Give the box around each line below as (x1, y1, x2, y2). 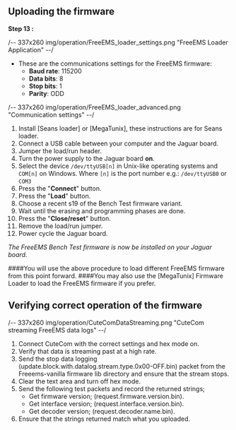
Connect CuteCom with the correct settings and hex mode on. (18, 339, 200, 348)
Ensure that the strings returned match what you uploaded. (18, 414, 191, 423)
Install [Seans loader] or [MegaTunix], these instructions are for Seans (18, 124, 223, 133)
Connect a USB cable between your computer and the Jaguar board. (18, 139, 219, 148)
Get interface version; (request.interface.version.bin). (28, 399, 184, 408)
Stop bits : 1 (28, 81, 62, 90)
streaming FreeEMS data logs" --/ (8, 326, 107, 334)
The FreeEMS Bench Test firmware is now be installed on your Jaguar (8, 243, 213, 251)
